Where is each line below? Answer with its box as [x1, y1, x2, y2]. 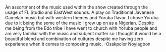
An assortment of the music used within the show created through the [5, 4, 148, 10]
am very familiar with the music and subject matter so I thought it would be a [5, 31, 162, 36]
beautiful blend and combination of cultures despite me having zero [5, 36, 144, 42]
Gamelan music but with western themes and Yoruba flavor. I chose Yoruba [5, 15, 159, 20]
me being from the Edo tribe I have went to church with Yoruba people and [5, 25, 158, 31]
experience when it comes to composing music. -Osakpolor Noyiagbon [5, 41, 151, 47]
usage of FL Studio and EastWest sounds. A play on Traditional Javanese [5, 9, 155, 15]
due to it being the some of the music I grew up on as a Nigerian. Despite [5, 20, 155, 26]
